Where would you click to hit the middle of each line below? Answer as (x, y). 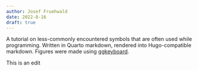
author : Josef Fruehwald (37, 11)
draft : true (21, 22)
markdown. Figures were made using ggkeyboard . (68, 52)
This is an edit (23, 63)
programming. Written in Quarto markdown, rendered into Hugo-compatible (99, 45)
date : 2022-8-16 (26, 17)
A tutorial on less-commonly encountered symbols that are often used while (99, 39)
